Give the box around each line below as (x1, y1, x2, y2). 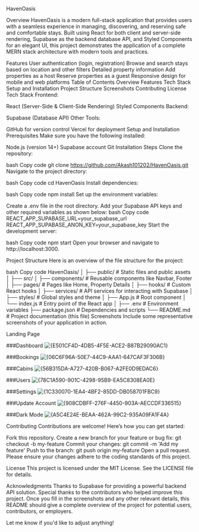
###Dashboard (6, 342, 43, 349)
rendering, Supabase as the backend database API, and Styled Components (6, 36, 192, 42)
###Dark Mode (6, 411, 43, 418)
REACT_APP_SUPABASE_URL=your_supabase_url (6, 215, 127, 222)
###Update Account (6, 399, 56, 407)
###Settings (6, 388, 37, 395)
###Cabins (6, 365, 34, 372)
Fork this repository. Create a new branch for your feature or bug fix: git (6, 434, 182, 441)
